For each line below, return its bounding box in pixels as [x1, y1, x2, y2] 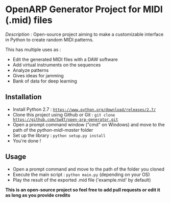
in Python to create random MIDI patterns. [5, 37, 94, 43]
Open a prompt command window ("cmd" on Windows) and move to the [12, 121, 165, 128]
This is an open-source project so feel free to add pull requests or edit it [5, 187, 160, 193]
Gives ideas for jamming [12, 72, 64, 78]
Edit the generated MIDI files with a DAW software [12, 56, 118, 62]
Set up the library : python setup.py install [12, 132, 106, 138]
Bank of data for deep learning [12, 78, 78, 84]
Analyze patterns [12, 67, 49, 73]
